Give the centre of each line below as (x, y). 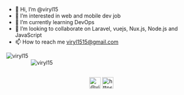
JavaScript (28, 35)
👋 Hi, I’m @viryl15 (36, 9)
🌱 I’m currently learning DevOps (55, 22)
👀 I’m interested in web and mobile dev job (68, 16)
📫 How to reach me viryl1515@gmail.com (67, 42)
